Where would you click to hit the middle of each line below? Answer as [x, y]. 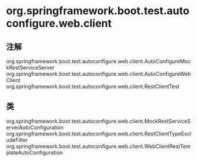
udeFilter [17, 140]
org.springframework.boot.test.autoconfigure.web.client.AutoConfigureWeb [98, 74]
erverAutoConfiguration [35, 127]
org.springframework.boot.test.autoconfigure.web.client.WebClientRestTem [98, 146]
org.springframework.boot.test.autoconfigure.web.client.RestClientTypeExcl [99, 134]
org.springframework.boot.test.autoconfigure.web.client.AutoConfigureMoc [98, 61]
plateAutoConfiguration [35, 153]
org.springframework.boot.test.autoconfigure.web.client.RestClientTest [93, 86]
